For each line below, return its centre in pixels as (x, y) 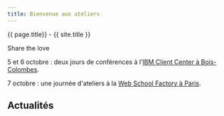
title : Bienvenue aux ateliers (54, 14)
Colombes (22, 69)
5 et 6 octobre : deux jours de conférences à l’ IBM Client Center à (103, 62)
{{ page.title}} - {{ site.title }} (49, 34)
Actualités (31, 106)
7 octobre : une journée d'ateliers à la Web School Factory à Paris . (104, 83)
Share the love (28, 48)
